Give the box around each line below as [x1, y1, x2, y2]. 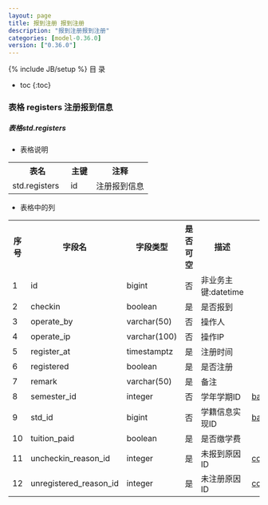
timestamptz [126, 346, 174, 357]
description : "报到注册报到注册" [8, 26, 110, 34]
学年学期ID [200, 392, 241, 403]
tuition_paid [30, 433, 74, 444]
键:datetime [200, 287, 245, 298]
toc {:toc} [19, 81, 52, 90]
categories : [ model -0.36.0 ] [8, 34, 102, 42]
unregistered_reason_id [30, 478, 120, 489]
